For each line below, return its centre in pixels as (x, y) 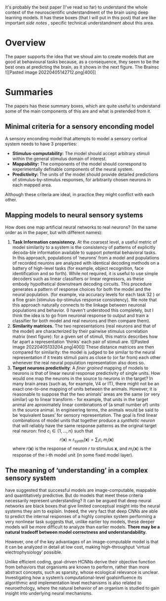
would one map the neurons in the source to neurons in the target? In (83, 378)
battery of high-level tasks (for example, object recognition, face (78, 268)
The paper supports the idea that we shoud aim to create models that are (80, 56)
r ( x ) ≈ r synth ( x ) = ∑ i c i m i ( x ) (87, 440)
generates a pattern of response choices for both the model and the (82, 289)
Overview (25, 43)
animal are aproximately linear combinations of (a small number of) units (86, 404)
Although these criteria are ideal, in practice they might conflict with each (80, 194)
